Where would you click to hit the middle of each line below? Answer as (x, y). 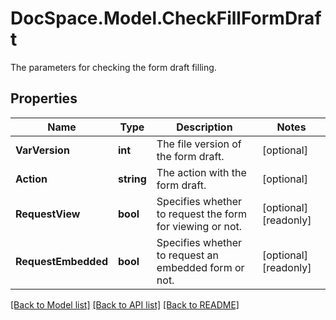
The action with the (201, 172)
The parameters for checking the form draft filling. (113, 67)
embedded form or (200, 267)
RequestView (48, 214)
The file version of (199, 144)
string (132, 179)
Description (204, 127)
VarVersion (42, 150)
